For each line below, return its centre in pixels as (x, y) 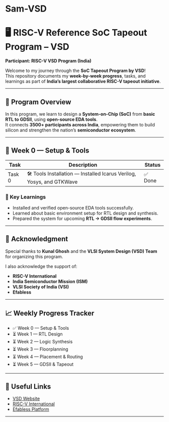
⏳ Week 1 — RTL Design (37, 334)
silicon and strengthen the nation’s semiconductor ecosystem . (71, 130)
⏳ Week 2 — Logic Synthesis (43, 341)
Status (153, 165)
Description (83, 165)
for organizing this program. (34, 256)
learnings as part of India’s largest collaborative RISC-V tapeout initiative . (83, 82)
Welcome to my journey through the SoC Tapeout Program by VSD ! (75, 71)
